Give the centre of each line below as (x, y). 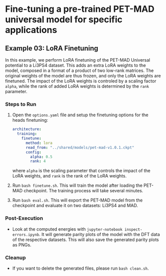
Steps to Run (21, 104)
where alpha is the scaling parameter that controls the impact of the (81, 171)
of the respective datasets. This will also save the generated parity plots (85, 240)
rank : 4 (38, 161)
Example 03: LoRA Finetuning (52, 48)
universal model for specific (64, 19)
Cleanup (16, 257)
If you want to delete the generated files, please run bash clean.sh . (81, 268)
